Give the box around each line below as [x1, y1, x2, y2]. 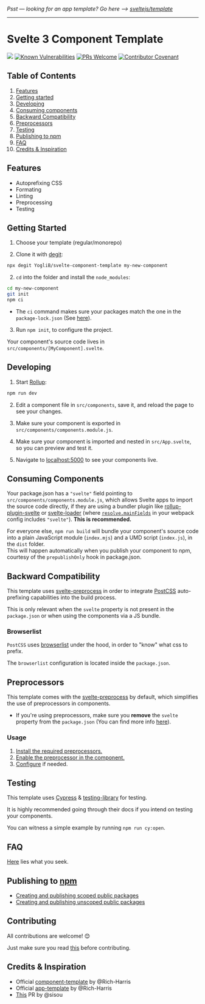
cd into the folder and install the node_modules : [15, 274, 130, 281]
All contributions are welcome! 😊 [7, 932, 91, 939]
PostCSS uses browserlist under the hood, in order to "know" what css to [7, 641, 188, 648]
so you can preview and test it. [15, 444, 93, 451]
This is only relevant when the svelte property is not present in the [7, 606, 175, 613]
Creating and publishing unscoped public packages [15, 898, 145, 906]
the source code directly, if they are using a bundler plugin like [7, 503, 164, 510]
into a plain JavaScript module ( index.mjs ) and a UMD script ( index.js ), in [7, 534, 193, 542]
